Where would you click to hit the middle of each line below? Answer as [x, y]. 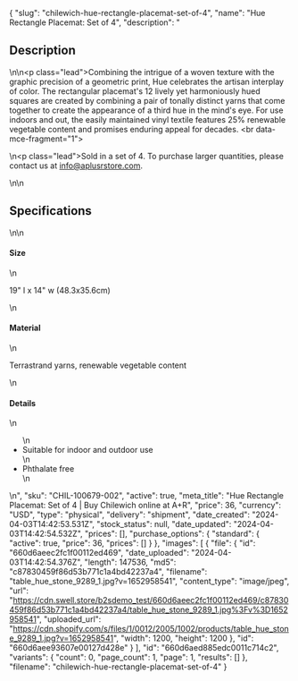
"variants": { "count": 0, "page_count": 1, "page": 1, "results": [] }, [128, 658]
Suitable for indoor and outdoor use [87, 450]
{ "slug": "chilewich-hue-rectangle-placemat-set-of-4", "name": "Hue [137, 13]
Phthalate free [48, 469]
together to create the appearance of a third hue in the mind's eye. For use [146, 110]
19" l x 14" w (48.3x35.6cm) [60, 290]
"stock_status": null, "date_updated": [164, 524]
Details [23, 403]
